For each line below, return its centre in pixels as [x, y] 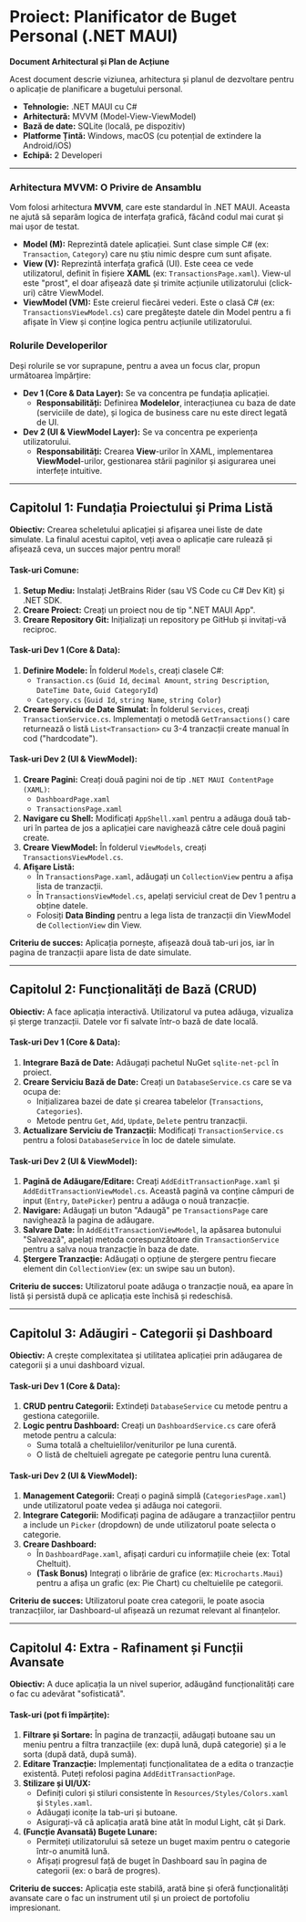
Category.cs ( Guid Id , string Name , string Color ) [128, 699]
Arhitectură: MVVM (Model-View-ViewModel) [109, 116]
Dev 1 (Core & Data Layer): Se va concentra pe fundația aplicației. [146, 393]
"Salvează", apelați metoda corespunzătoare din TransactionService [151, 1240]
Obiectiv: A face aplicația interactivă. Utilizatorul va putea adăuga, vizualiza [152, 1012]
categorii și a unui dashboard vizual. [77, 1365]
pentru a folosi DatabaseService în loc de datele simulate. [129, 1140]
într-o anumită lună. [73, 1852]
